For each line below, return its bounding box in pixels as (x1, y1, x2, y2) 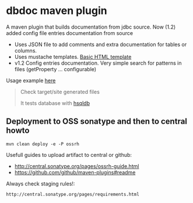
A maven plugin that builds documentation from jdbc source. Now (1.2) (6, 23, 176, 30)
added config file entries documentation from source (6, 29, 133, 36)
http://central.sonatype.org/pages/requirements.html (6, 191, 140, 197)
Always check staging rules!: (6, 180, 75, 187)
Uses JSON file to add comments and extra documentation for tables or (14, 41, 187, 48)
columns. (14, 47, 37, 54)
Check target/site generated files (20, 88, 100, 95)
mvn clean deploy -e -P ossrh (6, 141, 80, 147)
